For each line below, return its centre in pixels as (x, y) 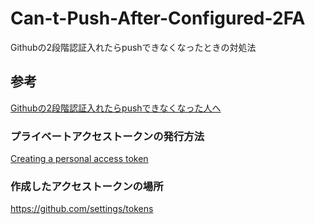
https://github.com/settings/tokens (82, 209)
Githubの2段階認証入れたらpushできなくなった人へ (116, 108)
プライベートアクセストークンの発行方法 (107, 136)
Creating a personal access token (79, 159)
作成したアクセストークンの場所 (87, 186)
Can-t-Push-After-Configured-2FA (158, 18)
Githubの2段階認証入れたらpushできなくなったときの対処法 (133, 47)
